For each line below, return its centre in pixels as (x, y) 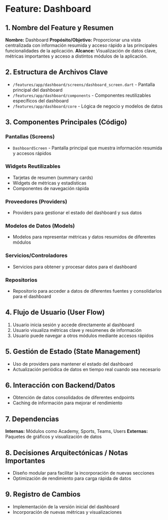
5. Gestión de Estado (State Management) (73, 352)
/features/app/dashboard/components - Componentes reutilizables (82, 95)
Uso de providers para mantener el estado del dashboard (73, 364)
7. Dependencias (32, 419)
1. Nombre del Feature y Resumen (59, 28)
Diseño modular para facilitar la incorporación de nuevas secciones (83, 473)
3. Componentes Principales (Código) (66, 122)
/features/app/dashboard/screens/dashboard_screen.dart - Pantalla (84, 84)
